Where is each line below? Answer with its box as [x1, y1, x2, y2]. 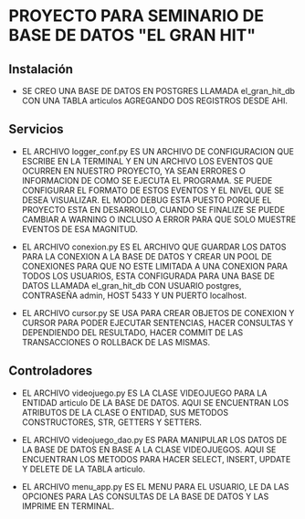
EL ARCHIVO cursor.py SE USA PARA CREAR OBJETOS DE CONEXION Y [21, 307, 295, 318]
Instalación [8, 61, 74, 77]
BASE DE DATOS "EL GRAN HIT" [8, 25, 257, 46]
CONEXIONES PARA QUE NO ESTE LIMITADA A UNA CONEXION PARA [21, 260, 289, 271]
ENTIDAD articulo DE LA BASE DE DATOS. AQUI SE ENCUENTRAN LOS [21, 397, 289, 408]
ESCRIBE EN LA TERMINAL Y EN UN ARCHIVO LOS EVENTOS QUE [21, 155, 274, 166]
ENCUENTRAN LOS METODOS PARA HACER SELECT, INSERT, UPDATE [21, 453, 291, 464]
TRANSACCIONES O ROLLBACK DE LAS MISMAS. [21, 336, 211, 347]
